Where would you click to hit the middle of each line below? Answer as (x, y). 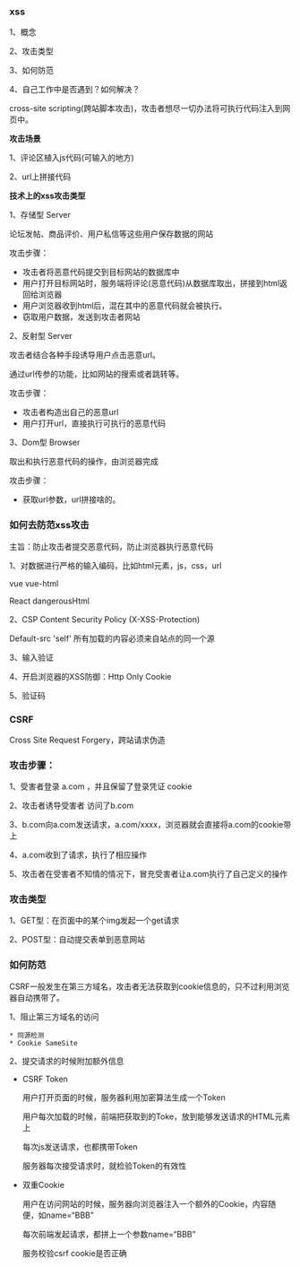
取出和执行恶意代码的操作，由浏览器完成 (84, 462)
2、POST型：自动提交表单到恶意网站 (77, 940)
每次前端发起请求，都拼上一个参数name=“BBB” (109, 1234)
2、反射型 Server (41, 336)
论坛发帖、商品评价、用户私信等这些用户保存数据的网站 (111, 234)
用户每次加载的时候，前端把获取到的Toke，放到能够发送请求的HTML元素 (156, 1116)
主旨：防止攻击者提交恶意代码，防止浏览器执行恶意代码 (111, 546)
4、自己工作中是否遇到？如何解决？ (75, 90)
